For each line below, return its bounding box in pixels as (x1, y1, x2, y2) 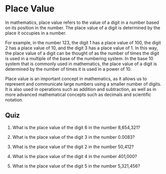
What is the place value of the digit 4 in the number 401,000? (12, 153, 137, 159)
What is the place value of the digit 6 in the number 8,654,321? (12, 124, 140, 130)
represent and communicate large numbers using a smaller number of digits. (5, 81, 162, 87)
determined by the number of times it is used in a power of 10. (5, 66, 132, 72)
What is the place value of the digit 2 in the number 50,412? (12, 144, 134, 150)
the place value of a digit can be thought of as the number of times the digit (5, 50, 160, 56)
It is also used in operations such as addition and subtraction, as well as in (5, 86, 157, 92)
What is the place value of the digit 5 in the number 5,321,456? (12, 163, 140, 169)
